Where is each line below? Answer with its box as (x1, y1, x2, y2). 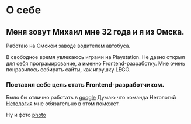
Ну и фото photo (6, 112, 47, 119)
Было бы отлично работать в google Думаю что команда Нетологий (6, 94, 176, 101)
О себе (6, 4, 41, 17)
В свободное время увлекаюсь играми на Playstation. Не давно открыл (6, 54, 185, 60)
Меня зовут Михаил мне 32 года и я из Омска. (6, 27, 185, 37)
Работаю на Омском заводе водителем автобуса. (6, 42, 131, 49)
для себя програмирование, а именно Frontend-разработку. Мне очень (6, 60, 186, 67)
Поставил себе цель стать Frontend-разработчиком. (6, 80, 165, 88)
